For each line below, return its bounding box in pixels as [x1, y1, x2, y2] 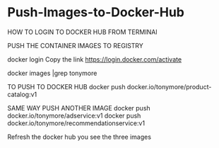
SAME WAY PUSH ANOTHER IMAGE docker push [7, 103, 150, 112]
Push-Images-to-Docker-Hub [7, 4, 185, 21]
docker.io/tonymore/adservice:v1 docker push [7, 111, 141, 120]
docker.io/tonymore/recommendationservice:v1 [7, 118, 146, 127]
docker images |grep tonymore [7, 69, 97, 77]
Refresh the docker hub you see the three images [7, 132, 152, 141]
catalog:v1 [7, 90, 37, 98]
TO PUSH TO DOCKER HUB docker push [7, 82, 126, 91]
